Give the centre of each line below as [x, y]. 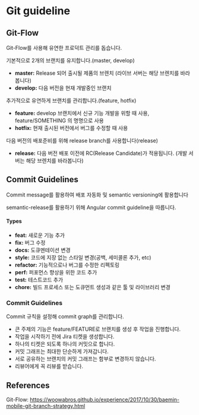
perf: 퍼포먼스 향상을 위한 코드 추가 [56, 273]
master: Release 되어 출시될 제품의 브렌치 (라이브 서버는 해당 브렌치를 [97, 73]
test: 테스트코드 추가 [39, 280]
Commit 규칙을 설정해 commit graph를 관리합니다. [65, 316]
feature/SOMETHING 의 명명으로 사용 [59, 121]
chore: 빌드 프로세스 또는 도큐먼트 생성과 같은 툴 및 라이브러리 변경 [92, 287]
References [28, 385]
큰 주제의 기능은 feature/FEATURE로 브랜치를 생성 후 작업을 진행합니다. [98, 329]
